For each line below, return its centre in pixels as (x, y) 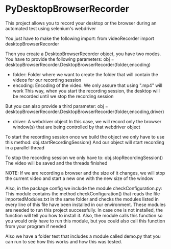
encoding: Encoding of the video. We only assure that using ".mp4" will (87, 85)
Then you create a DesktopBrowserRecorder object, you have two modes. (83, 54)
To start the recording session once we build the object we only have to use (85, 137)
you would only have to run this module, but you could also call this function (85, 221)
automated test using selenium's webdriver (51, 28)
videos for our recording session (47, 80)
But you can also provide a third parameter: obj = (57, 106)
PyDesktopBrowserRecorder (67, 9)
